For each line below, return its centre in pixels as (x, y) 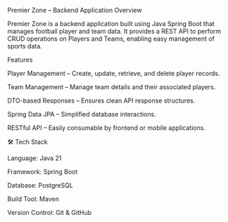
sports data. (25, 46)
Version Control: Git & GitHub (50, 213)
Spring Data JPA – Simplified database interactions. (82, 114)
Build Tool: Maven (33, 199)
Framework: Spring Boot (43, 172)
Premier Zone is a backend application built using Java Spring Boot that (111, 24)
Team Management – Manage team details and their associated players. (112, 87)
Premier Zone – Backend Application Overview (75, 10)
